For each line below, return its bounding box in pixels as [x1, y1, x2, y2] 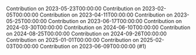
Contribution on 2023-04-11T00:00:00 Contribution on [39, 11, 173, 18]
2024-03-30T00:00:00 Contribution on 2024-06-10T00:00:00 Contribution [6, 24, 191, 31]
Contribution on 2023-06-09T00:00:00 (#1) [40, 43, 147, 50]
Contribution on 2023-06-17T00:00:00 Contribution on [48, 18, 182, 24]
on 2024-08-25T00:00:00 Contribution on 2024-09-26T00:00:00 [6, 30, 167, 37]
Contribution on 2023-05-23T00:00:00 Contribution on [6, 5, 141, 12]
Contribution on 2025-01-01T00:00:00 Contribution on [6, 37, 139, 43]
